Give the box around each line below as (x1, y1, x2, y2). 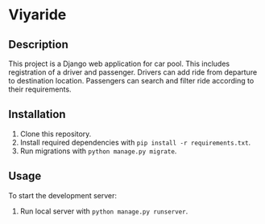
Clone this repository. (19, 128, 92, 138)
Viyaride (8, 6, 67, 24)
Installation (8, 108, 66, 121)
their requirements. (8, 84, 72, 94)
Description (8, 38, 68, 51)
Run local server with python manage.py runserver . (19, 206, 188, 216)
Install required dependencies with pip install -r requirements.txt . (19, 137, 251, 147)
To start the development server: (8, 190, 118, 200)
